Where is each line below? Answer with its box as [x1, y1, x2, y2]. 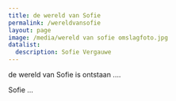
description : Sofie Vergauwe [15, 48, 112, 56]
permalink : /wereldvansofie [8, 19, 101, 27]
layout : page [8, 26, 52, 34]
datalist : [8, 41, 41, 49]
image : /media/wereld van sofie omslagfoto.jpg [8, 33, 169, 42]
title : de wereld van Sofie [8, 11, 101, 20]
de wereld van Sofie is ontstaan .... [8, 70, 121, 79]
